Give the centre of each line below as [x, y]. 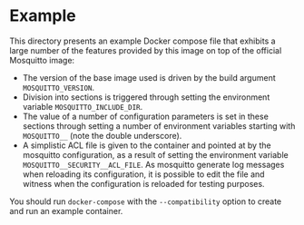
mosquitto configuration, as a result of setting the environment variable [155, 154]
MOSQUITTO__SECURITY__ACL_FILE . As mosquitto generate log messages [153, 164]
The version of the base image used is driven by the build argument [149, 77]
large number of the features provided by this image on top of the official [146, 50]
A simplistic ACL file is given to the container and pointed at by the [147, 145]
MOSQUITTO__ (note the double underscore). [102, 135]
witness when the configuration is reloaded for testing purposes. [143, 183]
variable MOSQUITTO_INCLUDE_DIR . [83, 106]
